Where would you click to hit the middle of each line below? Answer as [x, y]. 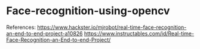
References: [21, 27]
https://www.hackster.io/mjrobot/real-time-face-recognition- [112, 27]
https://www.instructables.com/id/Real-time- [139, 33]
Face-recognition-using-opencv [88, 11]
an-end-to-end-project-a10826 [44, 33]
